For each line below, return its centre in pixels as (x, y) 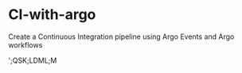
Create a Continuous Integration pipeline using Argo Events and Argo (121, 36)
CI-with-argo (52, 15)
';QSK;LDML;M (33, 60)
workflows (25, 44)
